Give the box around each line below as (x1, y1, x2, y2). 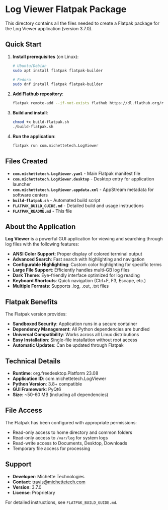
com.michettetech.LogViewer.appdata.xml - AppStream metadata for (12, 186, 154, 193)
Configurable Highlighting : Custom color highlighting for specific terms (12, 262, 162, 268)
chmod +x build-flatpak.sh (12, 119, 69, 124)
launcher (12, 181, 31, 187)
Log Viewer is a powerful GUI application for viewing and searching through (5, 236, 163, 242)
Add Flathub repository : (12, 91, 64, 97)
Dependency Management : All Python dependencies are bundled (12, 326, 150, 332)
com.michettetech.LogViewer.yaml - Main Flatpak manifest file (12, 170, 141, 176)
